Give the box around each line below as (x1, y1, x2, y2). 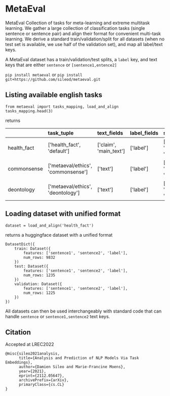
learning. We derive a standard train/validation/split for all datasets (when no (5, 36, 165, 42)
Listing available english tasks (5, 91, 103, 99)
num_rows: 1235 (23, 273, 56, 278)
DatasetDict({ (5, 241, 35, 247)
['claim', (97, 141, 116, 148)
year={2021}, (18, 369, 47, 374)
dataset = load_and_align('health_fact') (5, 223, 94, 228)
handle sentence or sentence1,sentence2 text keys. (5, 313, 110, 319)
